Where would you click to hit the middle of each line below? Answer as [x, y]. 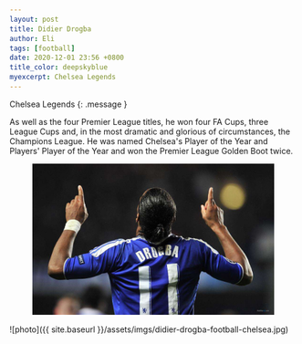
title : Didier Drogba [51, 29]
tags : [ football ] [42, 48]
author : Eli [32, 38]
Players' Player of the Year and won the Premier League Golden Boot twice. [151, 151]
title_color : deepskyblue [58, 68]
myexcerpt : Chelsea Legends [63, 78]
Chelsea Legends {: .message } [68, 104]
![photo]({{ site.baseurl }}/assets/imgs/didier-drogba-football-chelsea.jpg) [149, 329]
